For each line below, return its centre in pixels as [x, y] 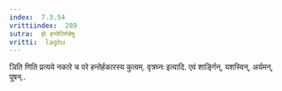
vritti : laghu [37, 42]
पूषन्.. [18, 77]
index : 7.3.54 [37, 17]
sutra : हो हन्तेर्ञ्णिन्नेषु [42, 34]
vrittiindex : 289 [43, 26]
